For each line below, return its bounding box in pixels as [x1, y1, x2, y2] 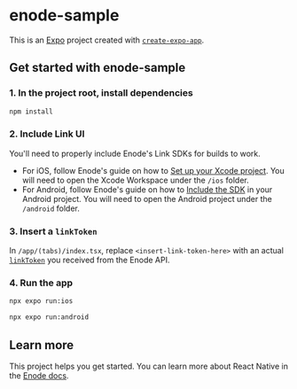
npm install [9, 107, 53, 116]
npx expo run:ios [9, 297, 74, 306]
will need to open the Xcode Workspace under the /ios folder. [21, 175, 250, 185]
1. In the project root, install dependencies [9, 87, 193, 99]
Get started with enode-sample [9, 60, 186, 75]
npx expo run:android [9, 313, 90, 322]
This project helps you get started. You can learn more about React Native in [9, 361, 288, 371]
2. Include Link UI [9, 128, 85, 140]
